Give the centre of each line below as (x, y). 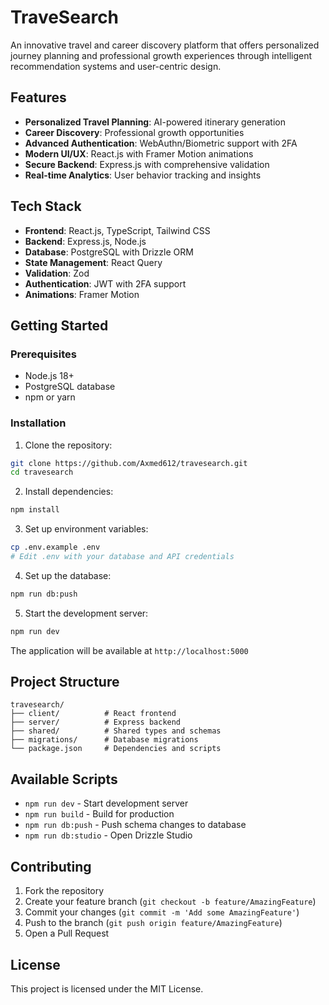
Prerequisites (43, 354)
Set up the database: (68, 575)
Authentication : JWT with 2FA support (105, 283)
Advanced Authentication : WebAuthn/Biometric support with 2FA (161, 143)
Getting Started (59, 325)
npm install (35, 510)
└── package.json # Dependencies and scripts (116, 749)
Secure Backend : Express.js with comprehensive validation (147, 164)
